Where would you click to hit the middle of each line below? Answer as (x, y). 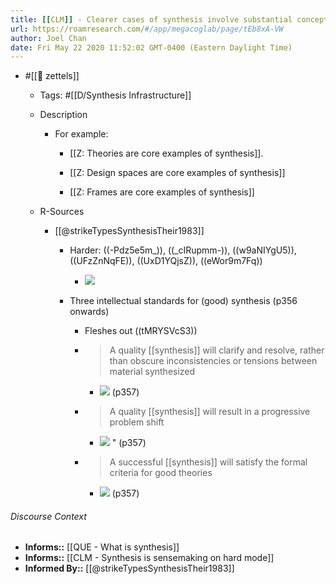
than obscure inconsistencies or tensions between (213, 361)
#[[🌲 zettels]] (52, 76)
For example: (81, 134)
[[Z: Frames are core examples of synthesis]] (162, 192)
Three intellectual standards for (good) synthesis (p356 (183, 301)
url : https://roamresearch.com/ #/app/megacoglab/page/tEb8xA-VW (147, 29)
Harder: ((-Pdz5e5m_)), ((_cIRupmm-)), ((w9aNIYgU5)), (183, 250)
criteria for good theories (161, 473)
